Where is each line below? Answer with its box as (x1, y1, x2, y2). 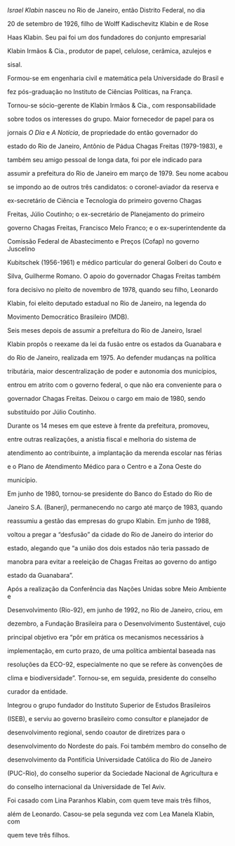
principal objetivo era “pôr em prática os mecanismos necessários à (7, 633, 204, 641)
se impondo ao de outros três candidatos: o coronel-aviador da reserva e (7, 183, 219, 191)
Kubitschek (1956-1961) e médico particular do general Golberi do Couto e (7, 258, 222, 266)
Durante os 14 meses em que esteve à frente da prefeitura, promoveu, (7, 421, 210, 430)
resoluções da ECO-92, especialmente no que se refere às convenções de (7, 660, 223, 668)
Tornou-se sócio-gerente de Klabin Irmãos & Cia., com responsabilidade (7, 101, 216, 110)
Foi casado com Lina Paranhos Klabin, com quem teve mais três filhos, (7, 796, 212, 805)
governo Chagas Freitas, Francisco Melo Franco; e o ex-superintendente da (7, 224, 227, 232)
